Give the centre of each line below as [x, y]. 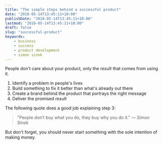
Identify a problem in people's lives [47, 83]
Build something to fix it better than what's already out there [72, 89]
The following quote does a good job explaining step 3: [60, 108]
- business [25, 41]
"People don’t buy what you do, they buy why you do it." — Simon [83, 118]
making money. [20, 137]
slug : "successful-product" [34, 32]
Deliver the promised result [39, 99]
